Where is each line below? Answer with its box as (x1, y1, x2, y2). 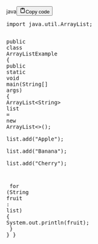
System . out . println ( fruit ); (6, 219, 90, 226)
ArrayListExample (6, 51, 57, 57)
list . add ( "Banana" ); (6, 148, 68, 155)
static (6, 69, 26, 75)
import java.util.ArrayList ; (6, 21, 93, 27)
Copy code (25, 9, 50, 15)
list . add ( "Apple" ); (6, 136, 64, 142)
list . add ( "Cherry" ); (6, 160, 68, 167)
